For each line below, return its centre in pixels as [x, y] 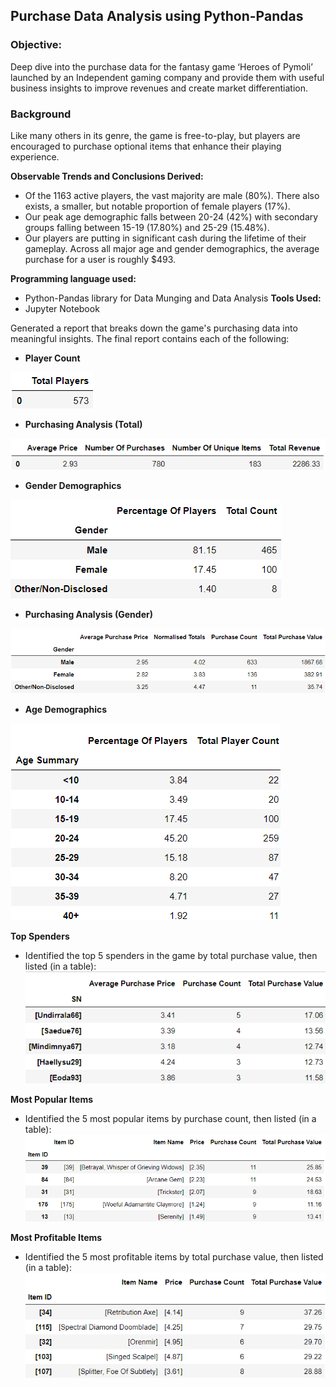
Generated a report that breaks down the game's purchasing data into [154, 328]
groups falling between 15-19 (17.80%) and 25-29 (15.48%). [147, 227]
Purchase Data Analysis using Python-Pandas [157, 16]
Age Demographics [66, 710]
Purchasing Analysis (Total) [83, 424]
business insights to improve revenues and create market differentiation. [159, 88]
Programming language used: [73, 278]
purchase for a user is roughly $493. [100, 259]
